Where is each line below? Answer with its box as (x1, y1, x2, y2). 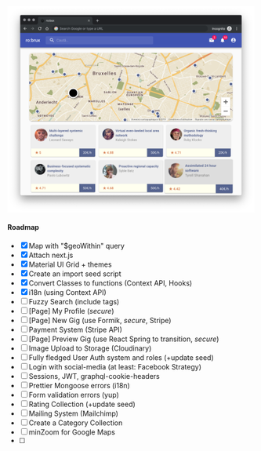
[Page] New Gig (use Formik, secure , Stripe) (28, 316, 172, 326)
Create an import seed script (28, 269, 122, 278)
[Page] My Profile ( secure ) (28, 307, 114, 316)
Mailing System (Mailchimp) (28, 409, 119, 418)
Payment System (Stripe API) (28, 325, 123, 335)
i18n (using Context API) (28, 288, 107, 297)
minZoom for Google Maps (28, 427, 115, 437)
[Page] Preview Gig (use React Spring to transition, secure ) (28, 334, 219, 344)
